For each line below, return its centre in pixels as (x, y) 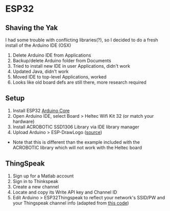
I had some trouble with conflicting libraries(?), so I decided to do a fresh (82, 40)
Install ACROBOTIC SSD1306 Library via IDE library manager (76, 127)
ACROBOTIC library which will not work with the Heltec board (77, 147)
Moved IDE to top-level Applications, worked (59, 77)
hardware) (23, 121)
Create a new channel (36, 187)
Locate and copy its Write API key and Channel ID (65, 192)
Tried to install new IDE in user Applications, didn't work (71, 66)
